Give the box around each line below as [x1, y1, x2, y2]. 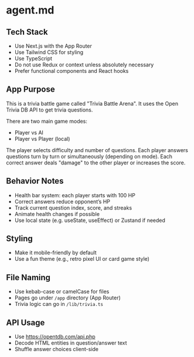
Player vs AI [14, 129, 44, 136]
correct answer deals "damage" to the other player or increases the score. [6, 159, 186, 166]
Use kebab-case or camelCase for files [14, 288, 110, 295]
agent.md [6, 4, 55, 17]
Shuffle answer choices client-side [14, 346, 98, 353]
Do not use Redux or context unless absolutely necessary [14, 61, 154, 68]
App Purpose [6, 85, 55, 95]
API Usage [6, 318, 45, 328]
